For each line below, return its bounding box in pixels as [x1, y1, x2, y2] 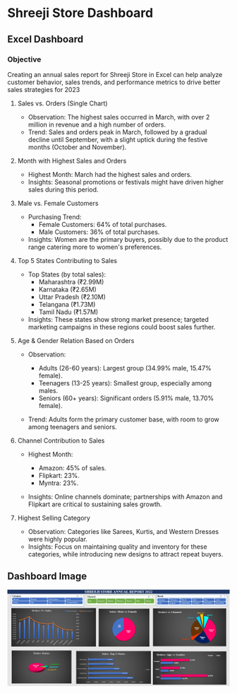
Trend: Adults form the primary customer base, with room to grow [28, 415, 220, 424]
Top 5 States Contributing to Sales [17, 256, 118, 264]
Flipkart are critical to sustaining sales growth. [28, 500, 162, 508]
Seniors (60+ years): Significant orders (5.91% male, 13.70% [38, 394, 214, 402]
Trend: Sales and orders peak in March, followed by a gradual [28, 127, 207, 136]
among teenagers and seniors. [28, 422, 118, 431]
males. [38, 386, 59, 395]
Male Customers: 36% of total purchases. [38, 228, 160, 236]
